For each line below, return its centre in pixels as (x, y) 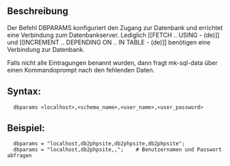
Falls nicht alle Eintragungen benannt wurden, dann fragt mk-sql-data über (112, 63)
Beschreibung (38, 11)
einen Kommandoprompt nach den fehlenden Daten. (81, 70)
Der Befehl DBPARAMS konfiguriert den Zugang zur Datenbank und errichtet (115, 27)
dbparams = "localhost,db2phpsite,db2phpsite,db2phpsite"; (99, 144)
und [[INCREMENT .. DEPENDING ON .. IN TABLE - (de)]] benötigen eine (109, 42)
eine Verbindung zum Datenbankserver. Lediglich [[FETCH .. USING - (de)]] (114, 35)
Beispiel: (26, 128)
